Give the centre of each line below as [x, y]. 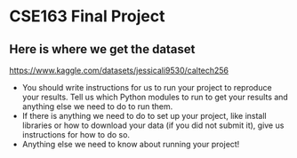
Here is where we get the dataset [102, 49]
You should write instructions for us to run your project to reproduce [147, 87]
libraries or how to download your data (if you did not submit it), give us [153, 125]
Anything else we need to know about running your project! [131, 144]
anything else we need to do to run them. [97, 107]
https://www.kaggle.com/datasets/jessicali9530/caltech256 [119, 70]
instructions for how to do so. [76, 134]
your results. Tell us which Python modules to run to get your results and [155, 97]
